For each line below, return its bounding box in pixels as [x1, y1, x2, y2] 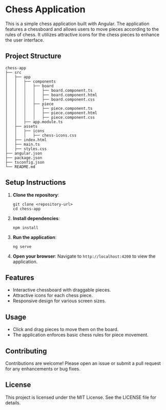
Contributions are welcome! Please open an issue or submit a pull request [5, 360, 161, 366]
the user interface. [5, 37, 45, 43]
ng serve [12, 244, 32, 249]
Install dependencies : [12, 215, 60, 221]
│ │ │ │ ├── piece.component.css [5, 114, 95, 120]
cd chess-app [12, 206, 41, 211]
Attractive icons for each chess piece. [12, 292, 93, 299]
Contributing [5, 346, 47, 355]
